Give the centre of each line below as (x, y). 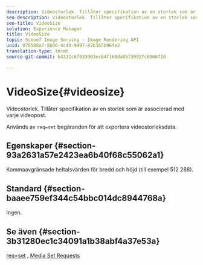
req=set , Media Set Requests (43, 255)
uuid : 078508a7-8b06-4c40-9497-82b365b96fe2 (63, 46)
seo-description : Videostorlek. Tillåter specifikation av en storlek (97, 18)
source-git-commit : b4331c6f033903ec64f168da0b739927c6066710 (86, 57)
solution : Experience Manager (44, 29)
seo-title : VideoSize (34, 23)
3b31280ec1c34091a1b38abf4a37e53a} (83, 241)
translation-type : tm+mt (37, 51)
